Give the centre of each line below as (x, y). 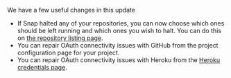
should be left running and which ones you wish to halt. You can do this (119, 31)
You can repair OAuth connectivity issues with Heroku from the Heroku (119, 60)
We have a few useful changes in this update (71, 10)
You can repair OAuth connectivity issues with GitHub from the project (118, 45)
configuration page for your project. (68, 52)
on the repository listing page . (60, 38)
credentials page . (42, 67)
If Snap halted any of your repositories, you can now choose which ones (121, 23)
